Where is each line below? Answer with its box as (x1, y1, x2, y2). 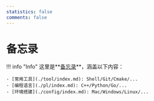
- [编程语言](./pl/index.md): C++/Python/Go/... (6, 82, 127, 89)
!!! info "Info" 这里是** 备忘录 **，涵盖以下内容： (6, 63, 124, 70)
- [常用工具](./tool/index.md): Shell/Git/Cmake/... (6, 76, 138, 82)
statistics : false (6, 8, 53, 15)
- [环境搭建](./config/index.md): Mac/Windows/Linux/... (6, 89, 149, 95)
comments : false (6, 14, 47, 20)
